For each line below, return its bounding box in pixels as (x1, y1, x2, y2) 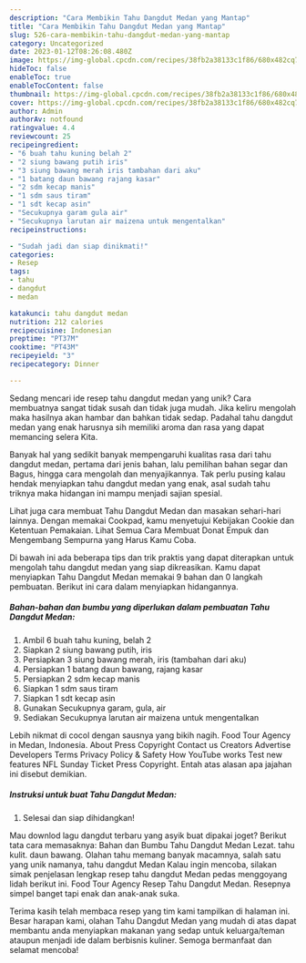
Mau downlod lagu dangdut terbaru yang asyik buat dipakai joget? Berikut (9, 830, 287, 841)
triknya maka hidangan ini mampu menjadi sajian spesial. (9, 487, 223, 498)
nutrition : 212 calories (9, 317, 104, 326)
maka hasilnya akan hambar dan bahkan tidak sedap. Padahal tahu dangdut (9, 412, 293, 423)
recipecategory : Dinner (9, 360, 100, 369)
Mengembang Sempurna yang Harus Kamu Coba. (9, 534, 197, 545)
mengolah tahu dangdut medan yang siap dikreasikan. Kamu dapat (9, 561, 261, 572)
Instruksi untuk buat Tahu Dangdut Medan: (9, 789, 178, 800)
